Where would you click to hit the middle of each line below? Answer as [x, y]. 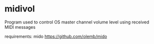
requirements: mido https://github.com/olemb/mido [56, 36]
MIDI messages [20, 27]
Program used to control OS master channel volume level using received [77, 22]
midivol [20, 9]
